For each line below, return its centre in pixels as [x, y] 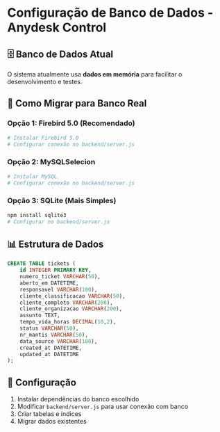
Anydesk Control [57, 27]
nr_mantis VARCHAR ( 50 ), [54, 335]
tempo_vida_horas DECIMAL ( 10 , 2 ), [68, 322]
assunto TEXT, [40, 315]
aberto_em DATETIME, [49, 283]
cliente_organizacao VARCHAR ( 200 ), [71, 309]
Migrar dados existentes [52, 422]
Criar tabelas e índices [49, 414]
